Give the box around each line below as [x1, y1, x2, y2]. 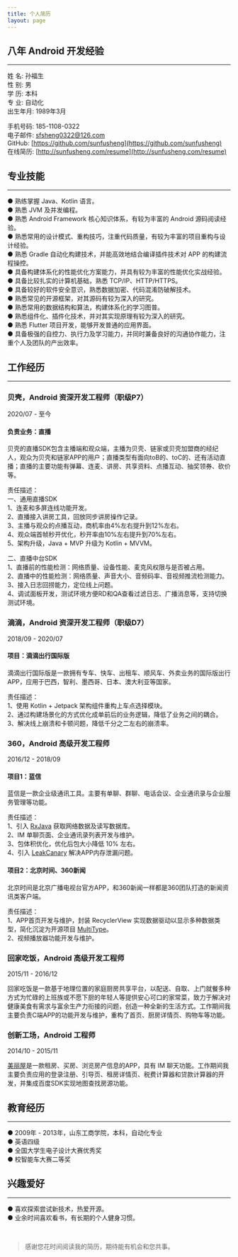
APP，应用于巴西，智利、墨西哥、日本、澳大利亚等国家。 [7, 677, 175, 686]
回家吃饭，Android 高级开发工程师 [7, 953, 125, 963]
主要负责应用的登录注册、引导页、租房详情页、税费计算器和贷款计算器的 [7, 1070, 218, 1079]
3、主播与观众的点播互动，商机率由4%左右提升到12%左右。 [7, 521, 183, 530]
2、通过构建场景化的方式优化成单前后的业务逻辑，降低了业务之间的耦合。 [7, 710, 222, 719]
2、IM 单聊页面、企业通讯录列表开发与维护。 [7, 831, 138, 839]
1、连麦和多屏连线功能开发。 [7, 504, 91, 512]
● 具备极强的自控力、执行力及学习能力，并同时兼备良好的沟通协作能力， [7, 330, 220, 339]
